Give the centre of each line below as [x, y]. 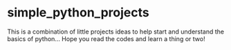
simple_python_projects [78, 13]
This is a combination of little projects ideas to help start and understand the [116, 32]
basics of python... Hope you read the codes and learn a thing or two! [106, 38]
